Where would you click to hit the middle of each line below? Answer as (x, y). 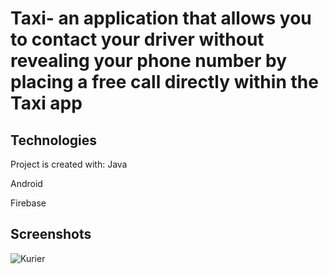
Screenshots (51, 234)
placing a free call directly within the (164, 82)
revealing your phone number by (149, 61)
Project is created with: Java (69, 164)
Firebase (28, 203)
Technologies (54, 140)
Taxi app (46, 103)
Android (26, 183)
